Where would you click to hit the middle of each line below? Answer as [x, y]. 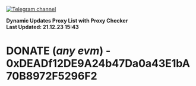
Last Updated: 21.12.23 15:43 [42, 27]
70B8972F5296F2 [52, 76]
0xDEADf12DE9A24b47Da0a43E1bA [98, 64]
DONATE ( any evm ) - [59, 51]
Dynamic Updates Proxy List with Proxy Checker [67, 20]
